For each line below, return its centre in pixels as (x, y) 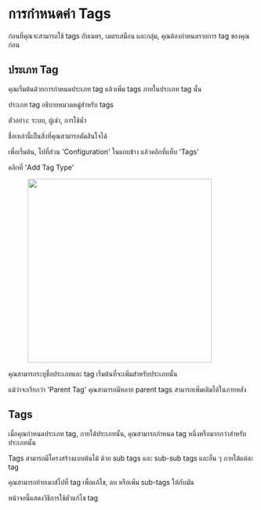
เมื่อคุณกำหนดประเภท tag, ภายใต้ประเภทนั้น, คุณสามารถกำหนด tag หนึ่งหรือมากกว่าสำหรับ (127, 433)
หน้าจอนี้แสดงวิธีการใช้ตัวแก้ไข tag (53, 497)
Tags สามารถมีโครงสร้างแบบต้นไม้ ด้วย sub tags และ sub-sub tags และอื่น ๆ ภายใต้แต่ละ (131, 458)
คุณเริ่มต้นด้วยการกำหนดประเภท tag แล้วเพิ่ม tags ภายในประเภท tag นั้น (105, 89)
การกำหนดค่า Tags (60, 14)
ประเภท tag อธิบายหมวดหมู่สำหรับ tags (61, 104)
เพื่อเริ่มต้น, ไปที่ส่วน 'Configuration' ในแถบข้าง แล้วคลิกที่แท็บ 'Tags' (104, 151)
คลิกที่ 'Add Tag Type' (41, 167)
